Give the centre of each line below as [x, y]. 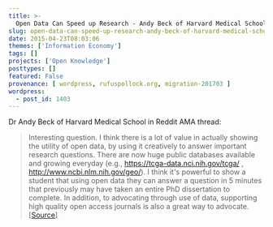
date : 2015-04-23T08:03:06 [54, 39]
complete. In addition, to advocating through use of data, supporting [143, 198]
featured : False [36, 76]
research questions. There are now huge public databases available [142, 155]
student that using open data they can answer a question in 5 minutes [145, 181]
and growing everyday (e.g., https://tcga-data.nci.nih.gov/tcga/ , [136, 164]
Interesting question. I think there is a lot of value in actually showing [143, 138]
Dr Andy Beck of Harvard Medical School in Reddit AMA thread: [115, 122]
